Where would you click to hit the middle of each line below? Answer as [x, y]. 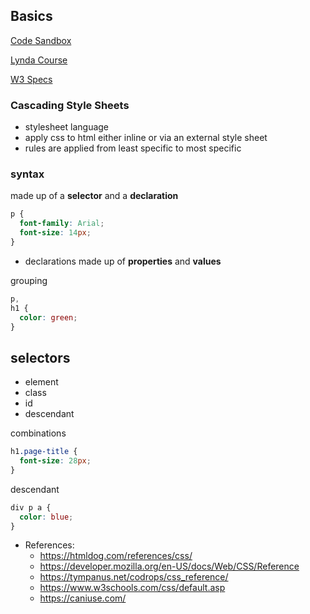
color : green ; [48, 317]
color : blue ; [46, 517]
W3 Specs [31, 79]
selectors [40, 357]
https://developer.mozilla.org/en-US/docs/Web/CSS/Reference [169, 566]
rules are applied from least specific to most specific [133, 148]
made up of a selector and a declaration [94, 196]
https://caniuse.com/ [83, 598]
